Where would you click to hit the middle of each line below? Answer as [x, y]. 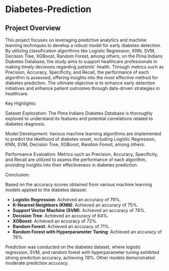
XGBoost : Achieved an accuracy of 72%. [55, 221]
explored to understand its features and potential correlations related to [79, 119]
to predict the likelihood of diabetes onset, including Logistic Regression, [80, 139]
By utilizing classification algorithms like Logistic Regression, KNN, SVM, [80, 51]
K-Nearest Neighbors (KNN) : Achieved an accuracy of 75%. [75, 205]
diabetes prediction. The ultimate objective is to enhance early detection [80, 83]
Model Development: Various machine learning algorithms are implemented [83, 134]
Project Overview [33, 28]
